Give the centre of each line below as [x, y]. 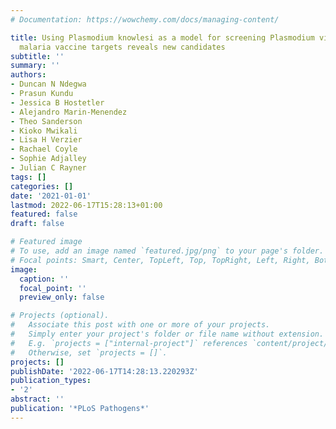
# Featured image [46, 242]
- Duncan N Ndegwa [48, 84]
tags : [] [28, 177]
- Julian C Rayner [48, 168]
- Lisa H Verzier [46, 140]
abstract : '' [37, 399]
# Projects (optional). [60, 316]
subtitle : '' [37, 56]
